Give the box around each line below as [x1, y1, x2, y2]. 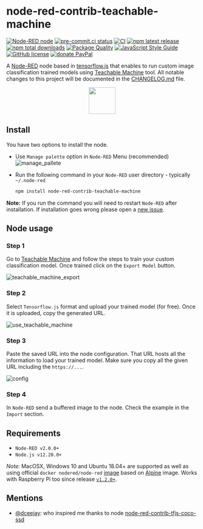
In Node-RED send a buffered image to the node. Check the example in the [6, 404, 190, 411]
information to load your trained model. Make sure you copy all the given [6, 357, 188, 364]
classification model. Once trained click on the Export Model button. [6, 262, 176, 269]
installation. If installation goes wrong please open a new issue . [6, 205, 165, 213]
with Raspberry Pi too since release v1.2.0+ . [6, 475, 117, 483]
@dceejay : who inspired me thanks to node [15, 509, 124, 516]
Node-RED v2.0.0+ [15, 446, 60, 452]
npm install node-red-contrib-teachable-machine [15, 188, 141, 194]
